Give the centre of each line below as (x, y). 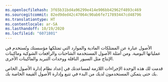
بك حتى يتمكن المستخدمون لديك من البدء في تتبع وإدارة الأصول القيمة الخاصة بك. (82, 74)
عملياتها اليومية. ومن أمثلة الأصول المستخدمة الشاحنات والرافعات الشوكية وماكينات (83, 53)
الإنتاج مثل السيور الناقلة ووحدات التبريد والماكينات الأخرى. (59, 58)
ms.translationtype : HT (30, 19)
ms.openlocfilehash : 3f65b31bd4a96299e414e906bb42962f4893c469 (73, 10)
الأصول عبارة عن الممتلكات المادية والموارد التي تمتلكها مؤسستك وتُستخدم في (79, 48)
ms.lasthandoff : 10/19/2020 (35, 29)
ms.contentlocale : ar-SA (31, 24)
